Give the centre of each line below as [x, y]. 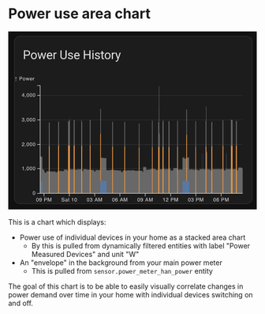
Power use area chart [80, 14]
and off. [21, 303]
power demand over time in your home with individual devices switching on [131, 294]
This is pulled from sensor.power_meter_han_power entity [122, 270]
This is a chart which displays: [57, 221]
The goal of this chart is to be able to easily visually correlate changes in [126, 286]
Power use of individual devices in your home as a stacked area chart [132, 237]
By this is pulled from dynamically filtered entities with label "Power [141, 245]
